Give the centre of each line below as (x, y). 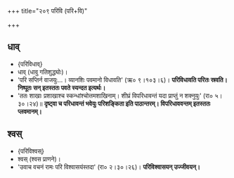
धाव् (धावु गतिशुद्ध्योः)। (43, 72)
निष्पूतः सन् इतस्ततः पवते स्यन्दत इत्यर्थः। (61, 87)
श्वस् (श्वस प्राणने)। (39, 159)
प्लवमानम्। (30, 111)
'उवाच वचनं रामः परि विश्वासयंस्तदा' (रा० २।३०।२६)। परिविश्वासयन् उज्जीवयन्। (109, 167)
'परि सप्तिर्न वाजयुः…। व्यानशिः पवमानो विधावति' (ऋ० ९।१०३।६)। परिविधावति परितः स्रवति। (122, 80)
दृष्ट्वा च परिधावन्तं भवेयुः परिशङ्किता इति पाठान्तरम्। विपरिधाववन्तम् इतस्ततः (127, 103)
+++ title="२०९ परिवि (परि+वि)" (47, 11)
